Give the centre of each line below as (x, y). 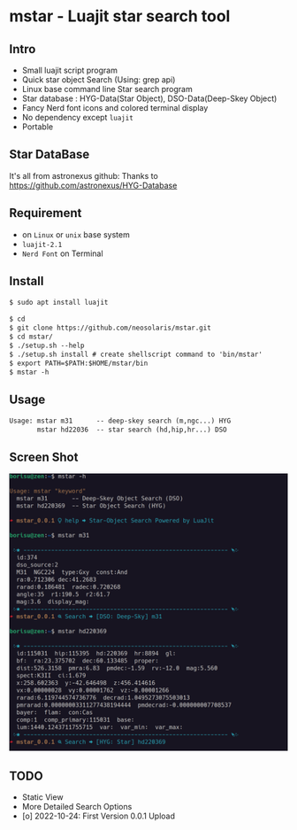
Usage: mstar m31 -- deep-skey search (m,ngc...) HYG (120, 421)
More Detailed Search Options (77, 806)
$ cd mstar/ (31, 337)
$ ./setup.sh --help (47, 346)
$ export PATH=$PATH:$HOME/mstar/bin (79, 364)
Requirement (46, 213)
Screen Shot (44, 457)
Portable (38, 127)
